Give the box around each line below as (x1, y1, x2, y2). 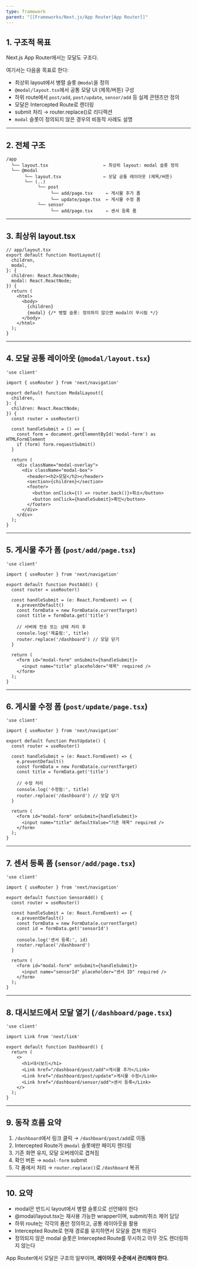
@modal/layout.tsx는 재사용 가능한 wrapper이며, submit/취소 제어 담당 (14, 1212, 179, 1219)
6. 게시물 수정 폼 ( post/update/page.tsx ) (6, 701, 148, 711)
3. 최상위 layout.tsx (6, 231, 76, 241)
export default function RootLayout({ (6, 252, 101, 258)
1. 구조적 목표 (6, 37, 51, 47)
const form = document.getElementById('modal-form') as (16, 431, 157, 437)
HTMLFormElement (6, 436, 46, 442)
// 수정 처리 (16, 780, 44, 786)
